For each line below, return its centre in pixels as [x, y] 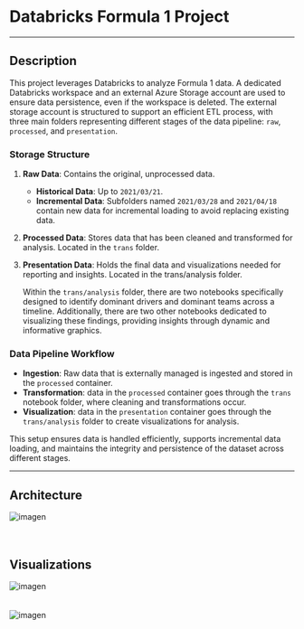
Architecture [46, 495]
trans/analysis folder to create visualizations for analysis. [131, 421]
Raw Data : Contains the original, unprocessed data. [119, 174]
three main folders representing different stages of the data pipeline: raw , [145, 121]
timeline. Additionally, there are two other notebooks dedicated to [144, 311]
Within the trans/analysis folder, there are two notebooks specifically [153, 292]
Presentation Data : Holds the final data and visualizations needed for [152, 265]
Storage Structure [50, 154]
